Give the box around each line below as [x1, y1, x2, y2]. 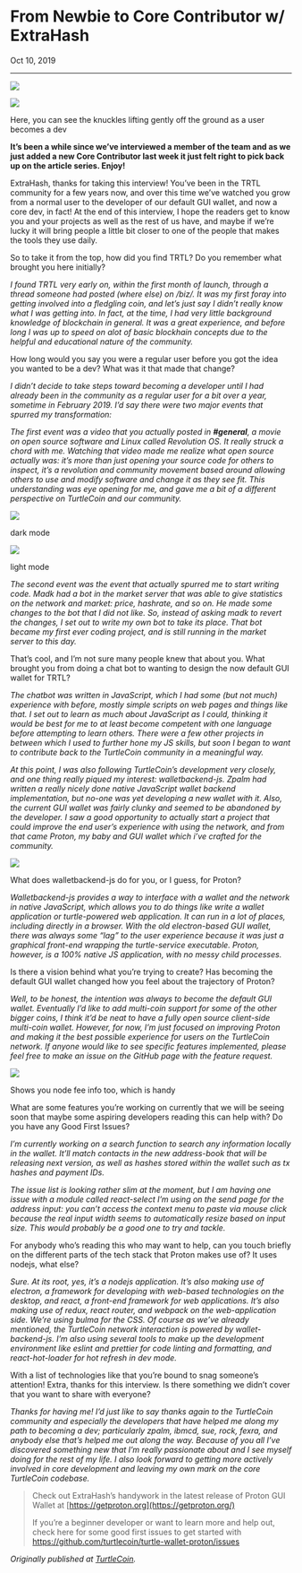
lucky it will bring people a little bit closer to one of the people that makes [10, 225, 280, 236]
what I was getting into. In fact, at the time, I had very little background [10, 307, 272, 318]
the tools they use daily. [10, 235, 97, 246]
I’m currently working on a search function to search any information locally [10, 1138, 291, 1149]
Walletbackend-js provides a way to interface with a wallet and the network [10, 892, 290, 903]
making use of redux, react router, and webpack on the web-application [10, 1304, 277, 1315]
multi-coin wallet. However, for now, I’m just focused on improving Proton [10, 1022, 281, 1033]
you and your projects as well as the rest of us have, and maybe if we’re [10, 215, 275, 226]
